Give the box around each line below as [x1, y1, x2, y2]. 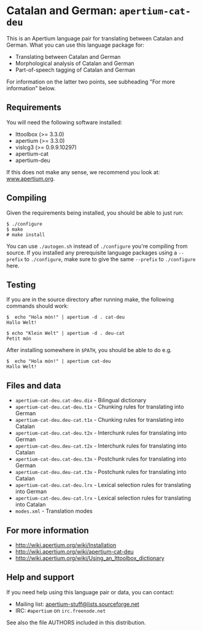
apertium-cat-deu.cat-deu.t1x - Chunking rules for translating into [15, 403, 184, 411]
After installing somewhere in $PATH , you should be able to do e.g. [6, 346, 172, 354]
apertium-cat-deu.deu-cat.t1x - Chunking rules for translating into [15, 416, 184, 424]
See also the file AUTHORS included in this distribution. [6, 619, 146, 626]
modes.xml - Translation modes [15, 507, 93, 515]
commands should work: [6, 302, 69, 310]
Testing [6, 280, 36, 290]
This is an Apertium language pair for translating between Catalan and [6, 34, 184, 42]
